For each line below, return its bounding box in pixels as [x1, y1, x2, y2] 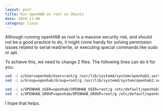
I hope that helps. [5, 100, 41, 106]
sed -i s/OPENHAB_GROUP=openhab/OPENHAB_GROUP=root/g [5, 91, 117, 96]
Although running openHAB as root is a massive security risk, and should [5, 34, 152, 40]
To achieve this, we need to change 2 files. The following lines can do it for [5, 59, 156, 65]
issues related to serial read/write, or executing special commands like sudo [5, 44, 158, 50]
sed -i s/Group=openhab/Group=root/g [5, 78, 82, 83]
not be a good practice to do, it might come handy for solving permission [5, 39, 152, 45]
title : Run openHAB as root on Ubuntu [5, 12, 84, 17]
